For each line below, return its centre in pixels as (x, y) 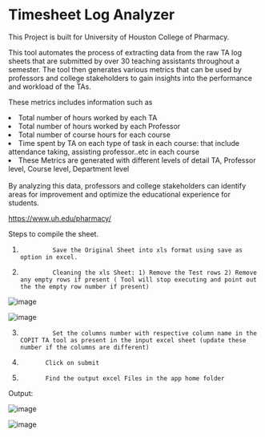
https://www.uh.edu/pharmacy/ (60, 218)
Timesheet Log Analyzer (92, 15)
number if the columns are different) (84, 347)
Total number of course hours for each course (94, 135)
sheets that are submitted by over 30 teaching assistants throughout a (124, 61)
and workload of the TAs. (50, 87)
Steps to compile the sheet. (53, 233)
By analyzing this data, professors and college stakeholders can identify (127, 185)
